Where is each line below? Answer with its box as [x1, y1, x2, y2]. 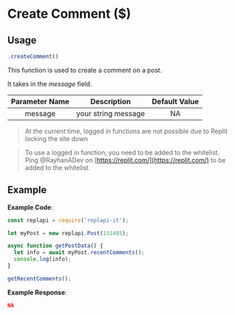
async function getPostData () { [7, 242, 103, 249]
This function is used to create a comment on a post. [7, 66, 162, 74]
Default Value [152, 96, 199, 106]
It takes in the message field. [7, 79, 93, 88]
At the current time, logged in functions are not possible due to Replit [24, 127, 228, 135]
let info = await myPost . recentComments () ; [14, 249, 145, 257]
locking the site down [24, 134, 88, 143]
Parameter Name [11, 96, 70, 106]
